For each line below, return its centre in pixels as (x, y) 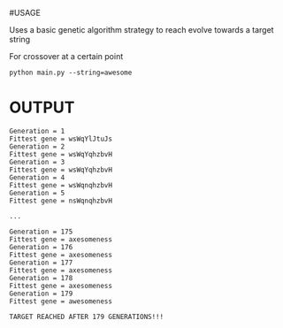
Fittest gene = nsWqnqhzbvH (61, 201)
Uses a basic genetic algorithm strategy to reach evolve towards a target (141, 30)
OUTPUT (42, 107)
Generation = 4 (37, 177)
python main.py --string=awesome (71, 72)
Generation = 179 (41, 294)
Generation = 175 (41, 232)
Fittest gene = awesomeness (61, 301)
